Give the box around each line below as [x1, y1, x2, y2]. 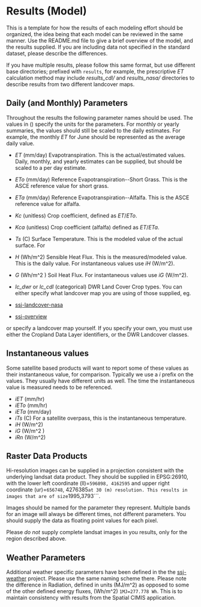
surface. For [14, 241, 46, 249]
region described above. [6, 535, 67, 543]
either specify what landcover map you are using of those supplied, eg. [14, 289, 191, 296]
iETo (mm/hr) [14, 402, 48, 409]
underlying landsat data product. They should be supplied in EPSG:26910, [6, 473, 189, 481]
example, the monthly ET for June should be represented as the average [6, 133, 185, 140]
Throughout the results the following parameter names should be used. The [6, 114, 193, 121]
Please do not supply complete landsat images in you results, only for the [6, 529, 188, 536]
